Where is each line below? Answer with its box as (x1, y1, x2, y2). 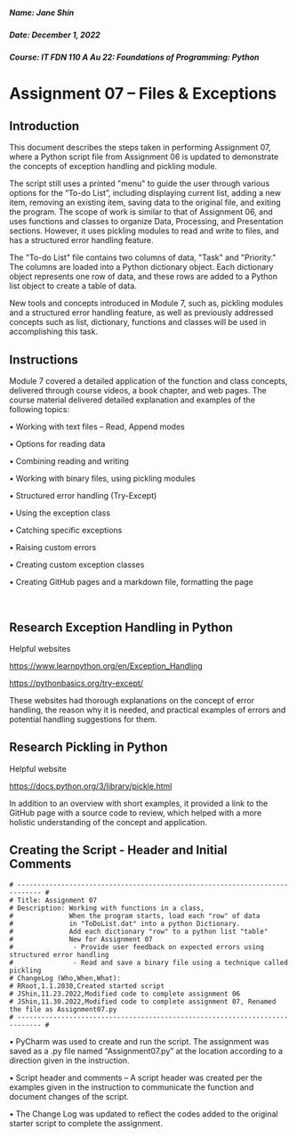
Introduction (9, 118, 80, 134)
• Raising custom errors (9, 542, 97, 553)
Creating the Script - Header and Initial (9, 842, 228, 858)
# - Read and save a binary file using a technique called (9, 958, 289, 967)
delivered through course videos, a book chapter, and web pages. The (9, 386, 267, 396)
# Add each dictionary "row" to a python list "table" (9, 927, 269, 936)
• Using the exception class (9, 508, 111, 518)
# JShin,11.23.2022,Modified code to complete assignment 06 (9, 989, 241, 998)
